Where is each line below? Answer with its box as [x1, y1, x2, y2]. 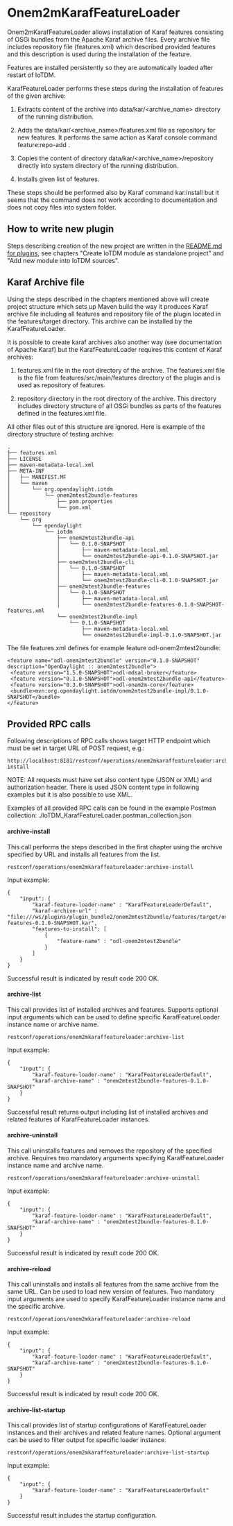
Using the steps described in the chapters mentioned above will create [7, 295, 209, 303]
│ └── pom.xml [7, 504, 92, 511]
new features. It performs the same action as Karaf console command [17, 133, 217, 142]
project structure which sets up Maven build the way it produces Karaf [7, 302, 209, 310]
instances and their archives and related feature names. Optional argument [7, 1428, 221, 1437]
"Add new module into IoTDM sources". [7, 256, 120, 264]
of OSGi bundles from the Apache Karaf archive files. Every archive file [7, 35, 210, 43]
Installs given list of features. [17, 175, 100, 183]
